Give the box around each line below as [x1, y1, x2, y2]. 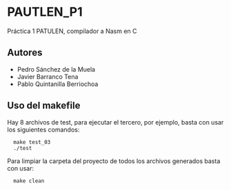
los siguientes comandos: [7, 125, 80, 134]
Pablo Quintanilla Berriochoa [17, 80, 99, 88]
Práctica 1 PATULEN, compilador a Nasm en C [7, 27, 137, 35]
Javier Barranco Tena [17, 72, 79, 81]
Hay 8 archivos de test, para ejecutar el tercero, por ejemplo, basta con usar [7, 118, 224, 126]
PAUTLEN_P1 [7, 4, 83, 20]
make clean [13, 177, 45, 184]
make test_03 [13, 138, 51, 145]
